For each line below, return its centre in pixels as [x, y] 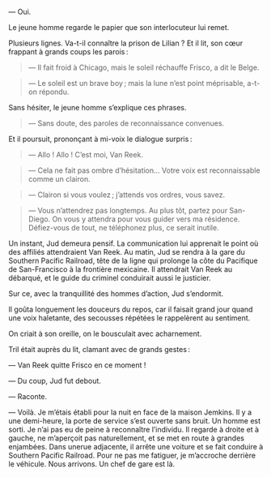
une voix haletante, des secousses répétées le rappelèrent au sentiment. [129, 318]
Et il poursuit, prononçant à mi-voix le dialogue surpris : [100, 139]
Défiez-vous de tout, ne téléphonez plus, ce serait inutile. [124, 228]
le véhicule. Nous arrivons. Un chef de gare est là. [92, 464]
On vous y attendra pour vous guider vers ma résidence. [146, 219]
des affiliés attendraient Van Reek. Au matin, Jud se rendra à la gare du [127, 252]
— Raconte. [28, 396]
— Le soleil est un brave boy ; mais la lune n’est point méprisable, [137, 83]
